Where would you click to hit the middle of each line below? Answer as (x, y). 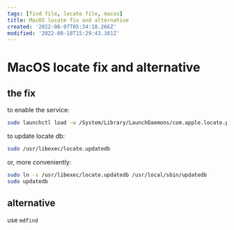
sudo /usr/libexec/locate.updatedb (59, 149)
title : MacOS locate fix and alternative (68, 20)
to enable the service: (38, 110)
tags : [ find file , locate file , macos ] (65, 14)
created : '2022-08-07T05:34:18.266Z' (62, 26)
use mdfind (23, 220)
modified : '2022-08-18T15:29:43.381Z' (63, 33)
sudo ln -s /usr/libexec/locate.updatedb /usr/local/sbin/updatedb (107, 175)
